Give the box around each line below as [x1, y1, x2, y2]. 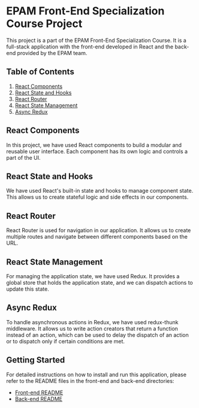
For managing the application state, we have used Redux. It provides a [6, 273, 180, 279]
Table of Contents [6, 67, 75, 77]
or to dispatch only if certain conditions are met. [6, 337, 125, 345]
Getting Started [6, 355, 65, 366]
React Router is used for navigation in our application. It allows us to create [6, 227, 191, 234]
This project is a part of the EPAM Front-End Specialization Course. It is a [6, 36, 187, 44]
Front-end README [14, 389, 64, 396]
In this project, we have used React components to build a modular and [6, 141, 182, 148]
